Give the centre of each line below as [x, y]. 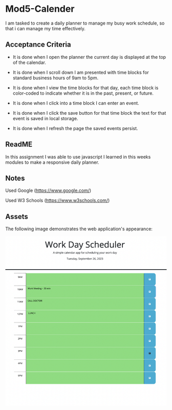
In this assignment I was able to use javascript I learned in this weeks [78, 157]
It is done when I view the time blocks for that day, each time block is [85, 88]
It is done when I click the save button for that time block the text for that [89, 113]
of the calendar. [29, 62]
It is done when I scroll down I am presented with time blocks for [81, 72]
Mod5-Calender [40, 9]
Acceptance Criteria [38, 45]
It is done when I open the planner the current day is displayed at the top [89, 57]
